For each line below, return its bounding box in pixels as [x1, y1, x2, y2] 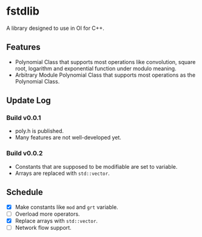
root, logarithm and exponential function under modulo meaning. [15, 65, 177, 72]
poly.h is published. [15, 127, 64, 135]
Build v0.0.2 [6, 149, 43, 158]
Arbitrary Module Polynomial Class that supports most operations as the [15, 71, 196, 79]
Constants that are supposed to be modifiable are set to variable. [15, 163, 178, 170]
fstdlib [6, 4, 39, 18]
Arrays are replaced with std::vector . [15, 169, 110, 177]
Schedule [6, 187, 44, 197]
